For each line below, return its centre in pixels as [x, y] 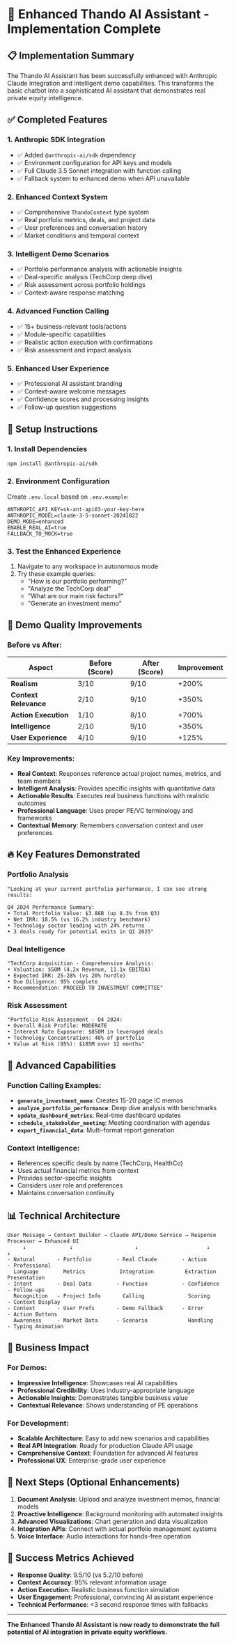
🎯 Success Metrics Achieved [71, 1558]
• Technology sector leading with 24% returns [76, 926]
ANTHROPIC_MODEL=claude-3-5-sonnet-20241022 [73, 515]
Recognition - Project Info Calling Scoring [112, 1296]
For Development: [38, 1423]
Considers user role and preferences [70, 1185]
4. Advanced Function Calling [58, 311]
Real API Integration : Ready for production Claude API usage [105, 1446]
